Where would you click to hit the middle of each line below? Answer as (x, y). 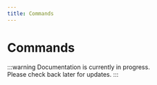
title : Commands (30, 13)
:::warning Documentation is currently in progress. (78, 67)
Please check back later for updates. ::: (63, 74)
